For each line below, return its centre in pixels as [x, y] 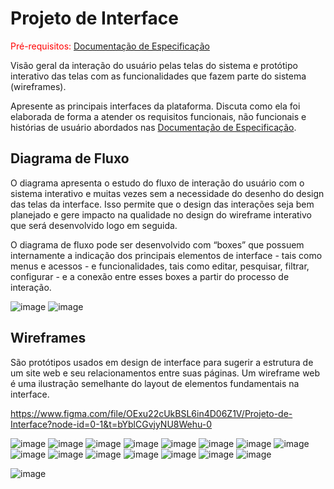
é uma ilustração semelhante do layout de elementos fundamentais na [155, 383]
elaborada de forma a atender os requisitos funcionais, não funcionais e [158, 116]
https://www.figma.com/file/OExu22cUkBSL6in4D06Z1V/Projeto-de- [151, 413]
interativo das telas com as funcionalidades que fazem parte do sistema [158, 76]
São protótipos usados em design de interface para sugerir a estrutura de [162, 362]
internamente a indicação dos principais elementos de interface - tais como [166, 255]
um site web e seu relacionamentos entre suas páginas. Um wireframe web [165, 373]
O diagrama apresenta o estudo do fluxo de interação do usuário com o [157, 183]
